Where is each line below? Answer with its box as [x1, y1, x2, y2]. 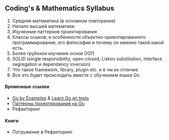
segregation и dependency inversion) [12, 61, 91, 67]
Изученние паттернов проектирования [12, 28, 97, 35]
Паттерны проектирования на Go [12, 101, 85, 107]
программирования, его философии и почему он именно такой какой [12, 39, 164, 45]
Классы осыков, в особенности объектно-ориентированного [12, 34, 146, 40]
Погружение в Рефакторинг [12, 129, 73, 135]
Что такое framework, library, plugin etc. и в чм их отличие [12, 66, 138, 73]
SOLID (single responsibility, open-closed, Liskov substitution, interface [12, 56, 162, 62]
